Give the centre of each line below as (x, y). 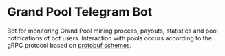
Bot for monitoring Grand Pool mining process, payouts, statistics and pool (112, 31)
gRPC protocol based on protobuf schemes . (69, 45)
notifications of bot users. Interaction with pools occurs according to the (109, 38)
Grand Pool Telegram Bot (80, 12)
